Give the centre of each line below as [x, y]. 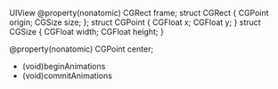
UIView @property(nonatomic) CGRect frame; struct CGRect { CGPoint [139, 13]
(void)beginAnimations [64, 66]
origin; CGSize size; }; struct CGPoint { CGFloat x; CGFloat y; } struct [135, 22]
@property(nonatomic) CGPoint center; [82, 49]
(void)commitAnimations [67, 76]
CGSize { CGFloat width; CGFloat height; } [87, 32]
